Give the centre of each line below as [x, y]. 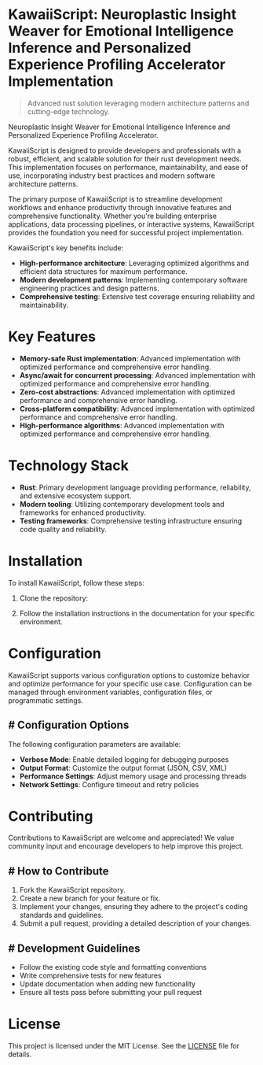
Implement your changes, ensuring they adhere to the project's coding [134, 907]
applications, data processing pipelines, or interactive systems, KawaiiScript [131, 224]
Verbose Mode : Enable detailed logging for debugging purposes [124, 759]
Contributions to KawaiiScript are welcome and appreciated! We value [121, 838]
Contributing [51, 816]
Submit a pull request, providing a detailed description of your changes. [135, 923]
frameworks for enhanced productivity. [83, 512]
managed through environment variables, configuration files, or [111, 692]
